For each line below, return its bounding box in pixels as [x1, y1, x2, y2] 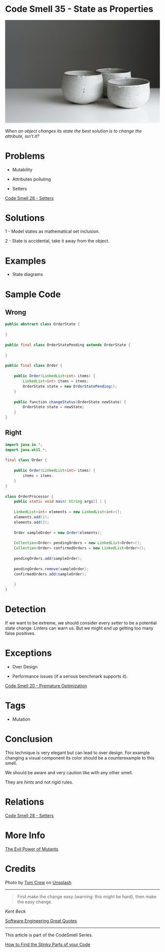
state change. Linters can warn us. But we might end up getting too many [5, 625, 154, 631]
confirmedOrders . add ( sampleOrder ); [14, 571, 87, 576]
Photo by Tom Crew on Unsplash [5, 879, 72, 885]
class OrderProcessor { [5, 494, 54, 499]
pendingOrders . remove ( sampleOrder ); [14, 566, 89, 571]
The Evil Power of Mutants [5, 846, 59, 852]
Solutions [5, 212, 45, 223]
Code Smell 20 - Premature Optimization [5, 683, 87, 689]
